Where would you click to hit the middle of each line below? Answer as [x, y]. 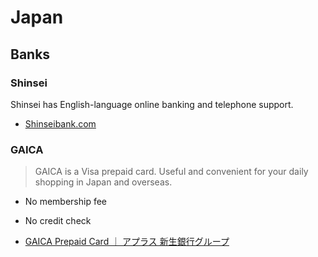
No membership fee [66, 202]
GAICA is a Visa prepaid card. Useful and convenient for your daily [171, 172]
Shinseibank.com [60, 123]
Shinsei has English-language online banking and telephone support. [152, 104]
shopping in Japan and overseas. [103, 182]
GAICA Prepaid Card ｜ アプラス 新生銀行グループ [127, 242]
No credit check [58, 221]
